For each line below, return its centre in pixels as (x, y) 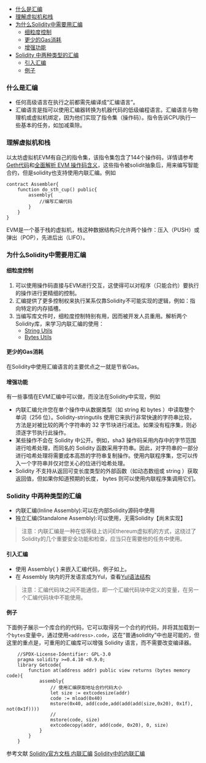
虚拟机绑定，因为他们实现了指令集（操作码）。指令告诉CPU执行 (111, 118)
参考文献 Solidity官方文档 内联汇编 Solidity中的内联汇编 (76, 753)
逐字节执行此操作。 (45, 433)
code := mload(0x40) (76, 698)
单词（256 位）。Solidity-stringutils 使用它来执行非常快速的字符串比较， (105, 417)
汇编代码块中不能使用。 (56, 597)
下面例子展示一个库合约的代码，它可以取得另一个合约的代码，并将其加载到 (100, 627)
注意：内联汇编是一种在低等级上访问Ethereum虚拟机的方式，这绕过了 (109, 531)
